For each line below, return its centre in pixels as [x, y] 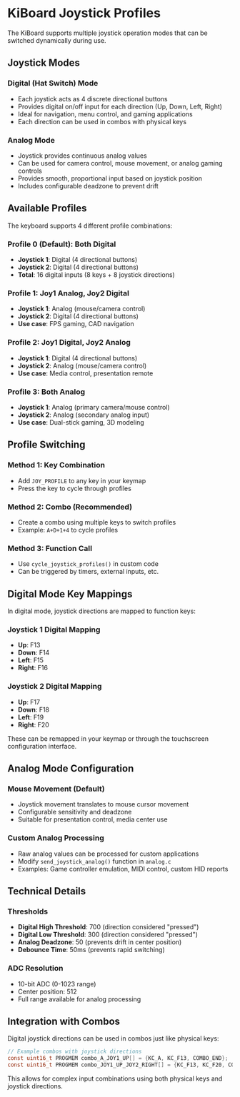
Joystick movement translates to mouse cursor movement [103, 804]
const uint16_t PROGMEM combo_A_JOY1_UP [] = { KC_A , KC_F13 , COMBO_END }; [118, 1058]
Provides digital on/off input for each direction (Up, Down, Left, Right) [120, 106]
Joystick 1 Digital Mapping [54, 630]
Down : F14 [34, 653]
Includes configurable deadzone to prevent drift [88, 186]
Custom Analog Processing [56, 838]
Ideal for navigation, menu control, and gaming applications [105, 114]
